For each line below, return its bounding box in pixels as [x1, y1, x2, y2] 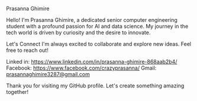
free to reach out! [6, 47, 49, 54]
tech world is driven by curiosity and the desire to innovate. [6, 29, 151, 36]
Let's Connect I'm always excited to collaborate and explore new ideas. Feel [6, 41, 191, 47]
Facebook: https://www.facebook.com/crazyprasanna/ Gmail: [6, 64, 157, 71]
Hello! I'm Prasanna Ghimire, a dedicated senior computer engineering [6, 17, 177, 23]
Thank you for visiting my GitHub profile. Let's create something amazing [6, 82, 185, 89]
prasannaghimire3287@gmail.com [6, 71, 90, 77]
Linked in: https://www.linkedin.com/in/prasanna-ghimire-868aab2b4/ [6, 58, 177, 65]
